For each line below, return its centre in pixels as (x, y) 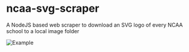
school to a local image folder (43, 31)
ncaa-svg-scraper (53, 9)
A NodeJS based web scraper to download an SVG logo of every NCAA (94, 25)
